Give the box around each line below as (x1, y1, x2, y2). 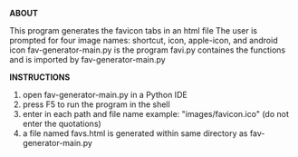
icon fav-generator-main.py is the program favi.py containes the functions (9, 44, 286, 55)
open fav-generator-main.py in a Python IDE (22, 90, 187, 100)
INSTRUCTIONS (9, 72, 71, 83)
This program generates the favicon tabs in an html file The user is (9, 25, 258, 35)
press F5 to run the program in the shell (22, 99, 170, 110)
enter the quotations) (22, 118, 101, 129)
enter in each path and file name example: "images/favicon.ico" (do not (22, 109, 290, 119)
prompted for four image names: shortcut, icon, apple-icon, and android (9, 35, 278, 45)
